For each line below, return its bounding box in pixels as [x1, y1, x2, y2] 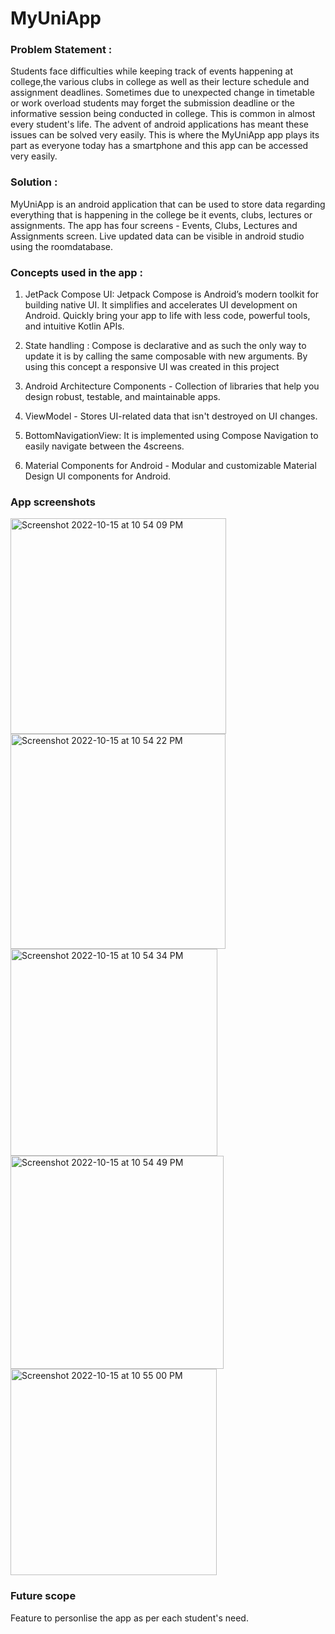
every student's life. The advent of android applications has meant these [10, 118, 309, 131]
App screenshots [10, 495, 96, 509]
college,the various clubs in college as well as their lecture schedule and [10, 76, 310, 88]
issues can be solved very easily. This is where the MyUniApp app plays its [10, 129, 320, 141]
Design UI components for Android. [24, 470, 172, 482]
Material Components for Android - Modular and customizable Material [24, 460, 317, 472]
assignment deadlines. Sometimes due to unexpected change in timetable [10, 87, 315, 99]
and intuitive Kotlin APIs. [24, 320, 125, 332]
